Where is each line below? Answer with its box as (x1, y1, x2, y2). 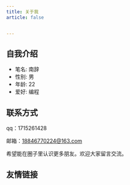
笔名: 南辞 (14, 65, 40, 73)
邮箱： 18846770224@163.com (6, 138, 83, 145)
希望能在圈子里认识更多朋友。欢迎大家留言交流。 (6, 150, 127, 157)
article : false (6, 14, 44, 20)
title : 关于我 (6, 8, 39, 15)
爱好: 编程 (14, 88, 40, 96)
